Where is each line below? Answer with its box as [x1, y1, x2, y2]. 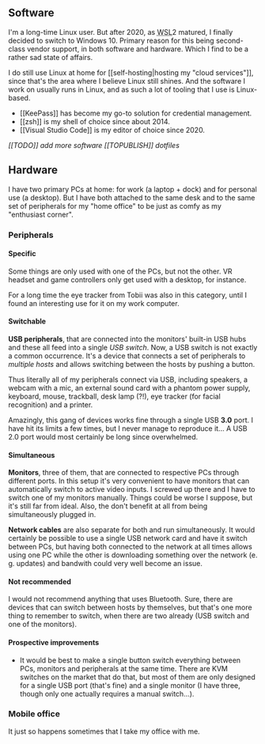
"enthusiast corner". [8, 210, 74, 219]
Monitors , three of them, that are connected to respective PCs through [8, 468, 240, 478]
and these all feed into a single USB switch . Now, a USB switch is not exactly [8, 342, 258, 352]
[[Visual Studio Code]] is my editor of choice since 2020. [19, 125, 206, 134]
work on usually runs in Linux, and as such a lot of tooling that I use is [8, 85, 235, 94]
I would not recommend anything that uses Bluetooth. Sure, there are [8, 595, 233, 604]
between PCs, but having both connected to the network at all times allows [8, 542, 253, 552]
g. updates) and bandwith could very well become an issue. [8, 559, 203, 568]
